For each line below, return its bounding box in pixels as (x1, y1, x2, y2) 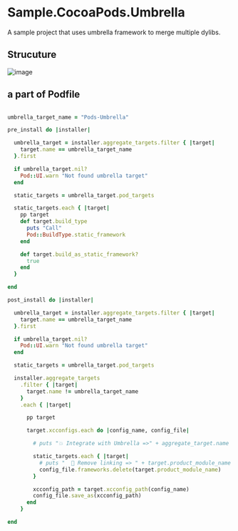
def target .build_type (20, 218, 88, 225)
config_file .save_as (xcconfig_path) (33, 492, 142, 500)
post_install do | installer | (7, 297, 94, 304)
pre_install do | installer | (7, 126, 91, 134)
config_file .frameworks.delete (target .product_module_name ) (38, 466, 222, 473)
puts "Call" (26, 224, 62, 232)
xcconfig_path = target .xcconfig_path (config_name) (33, 485, 190, 493)
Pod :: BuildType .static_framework (26, 231, 126, 238)
